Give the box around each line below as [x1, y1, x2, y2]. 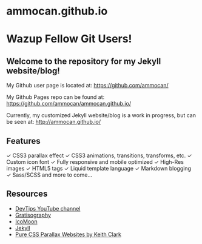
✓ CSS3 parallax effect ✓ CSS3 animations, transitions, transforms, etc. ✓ [6, 152, 192, 159]
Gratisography [15, 211, 52, 219]
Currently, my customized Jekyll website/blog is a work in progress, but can [6, 112, 196, 119]
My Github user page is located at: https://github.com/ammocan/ [6, 82, 169, 89]
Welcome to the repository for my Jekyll [6, 56, 161, 66]
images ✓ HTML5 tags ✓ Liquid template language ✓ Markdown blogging [6, 165, 191, 172]
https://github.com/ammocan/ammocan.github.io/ [6, 100, 132, 107]
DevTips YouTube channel [15, 205, 81, 212]
